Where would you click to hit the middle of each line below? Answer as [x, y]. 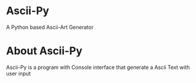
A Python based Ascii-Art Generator [50, 27]
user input [19, 73]
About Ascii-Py [44, 51]
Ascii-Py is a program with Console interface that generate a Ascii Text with [98, 67]
